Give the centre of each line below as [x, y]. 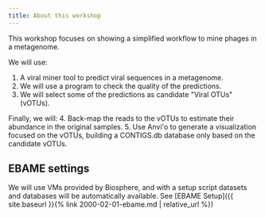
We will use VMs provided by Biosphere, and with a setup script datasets [128, 188]
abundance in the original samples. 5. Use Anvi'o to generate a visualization [132, 126]
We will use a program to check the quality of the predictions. [121, 86]
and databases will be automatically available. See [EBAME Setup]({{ [121, 196]
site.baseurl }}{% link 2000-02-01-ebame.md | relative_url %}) [111, 204]
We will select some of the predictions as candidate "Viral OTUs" [126, 94]
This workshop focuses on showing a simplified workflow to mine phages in [132, 38]
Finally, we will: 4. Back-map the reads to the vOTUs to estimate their [121, 118]
